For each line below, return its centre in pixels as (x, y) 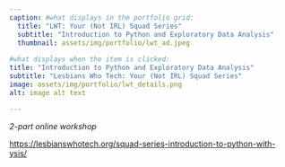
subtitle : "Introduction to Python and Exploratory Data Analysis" (146, 34)
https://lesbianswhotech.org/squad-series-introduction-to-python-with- (142, 144)
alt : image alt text (48, 92)
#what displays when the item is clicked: (90, 59)
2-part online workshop (53, 126)
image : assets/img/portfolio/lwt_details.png (95, 84)
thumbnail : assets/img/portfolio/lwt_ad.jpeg (104, 43)
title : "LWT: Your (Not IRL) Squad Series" (99, 26)
